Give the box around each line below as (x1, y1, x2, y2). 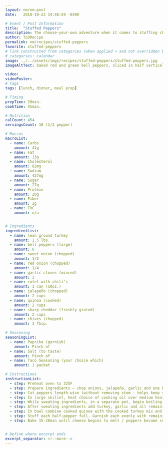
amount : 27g (14, 182, 39, 187)
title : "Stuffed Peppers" (5, 25, 61, 30)
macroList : (5, 136, 28, 141)
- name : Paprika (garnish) (9, 339, 66, 345)
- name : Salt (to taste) (9, 349, 61, 354)
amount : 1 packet (14, 363, 50, 368)
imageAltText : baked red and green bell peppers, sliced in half (5, 63, 144, 68)
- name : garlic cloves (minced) (9, 270, 77, 275)
